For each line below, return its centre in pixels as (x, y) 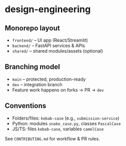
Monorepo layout (33, 28)
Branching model (33, 67)
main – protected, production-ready (49, 79)
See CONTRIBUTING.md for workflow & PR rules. (52, 138)
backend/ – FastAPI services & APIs (49, 46)
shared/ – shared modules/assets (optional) (58, 51)
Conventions (26, 106)
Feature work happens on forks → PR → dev (58, 90)
